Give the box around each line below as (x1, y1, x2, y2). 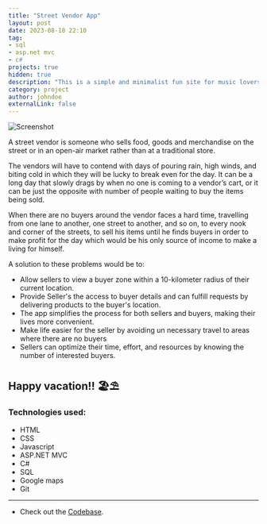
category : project (8, 85, 69, 94)
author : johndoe (8, 93, 62, 101)
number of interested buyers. (19, 351, 116, 360)
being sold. (8, 195, 45, 205)
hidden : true (8, 71, 52, 79)
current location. (19, 283, 75, 293)
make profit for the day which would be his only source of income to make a (8, 236, 257, 245)
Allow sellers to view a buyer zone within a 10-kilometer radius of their (19, 275, 250, 284)
